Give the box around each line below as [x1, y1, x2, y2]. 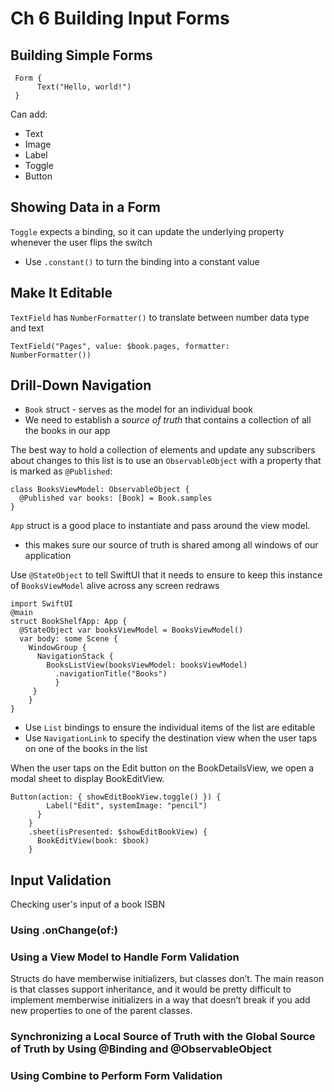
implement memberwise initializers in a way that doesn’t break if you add [10, 994, 311, 1006]
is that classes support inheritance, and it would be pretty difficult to [10, 983, 292, 996]
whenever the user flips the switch [10, 236, 153, 248]
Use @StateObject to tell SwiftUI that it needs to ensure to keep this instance [10, 569, 323, 581]
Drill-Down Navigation [10, 377, 152, 394]
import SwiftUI [10, 599, 74, 609]
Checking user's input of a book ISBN [10, 898, 165, 911]
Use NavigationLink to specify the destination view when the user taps [24, 732, 318, 744]
